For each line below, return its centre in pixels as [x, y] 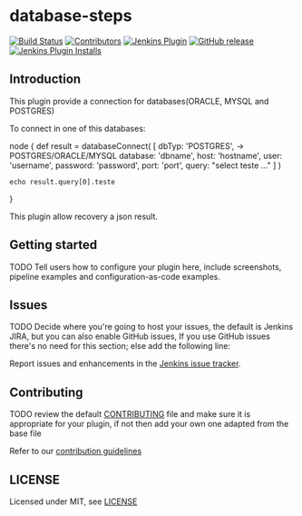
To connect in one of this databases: [78, 128]
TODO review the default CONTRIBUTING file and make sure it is [130, 414]
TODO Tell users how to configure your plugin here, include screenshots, [146, 267]
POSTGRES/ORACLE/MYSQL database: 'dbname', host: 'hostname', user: [146, 155]
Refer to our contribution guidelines [76, 451]
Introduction [45, 79]
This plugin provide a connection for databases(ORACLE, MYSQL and [139, 101]
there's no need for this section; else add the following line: [120, 346]
